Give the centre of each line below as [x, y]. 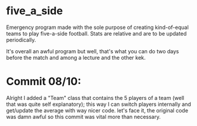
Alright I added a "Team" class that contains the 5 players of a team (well [95, 98]
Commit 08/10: [44, 82]
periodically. [21, 40]
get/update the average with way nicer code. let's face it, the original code [97, 110]
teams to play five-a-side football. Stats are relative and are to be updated [96, 33]
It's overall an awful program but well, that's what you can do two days [93, 51]
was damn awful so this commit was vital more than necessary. [84, 117]
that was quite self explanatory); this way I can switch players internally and [99, 104]
